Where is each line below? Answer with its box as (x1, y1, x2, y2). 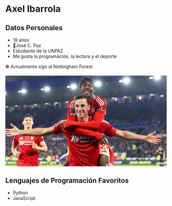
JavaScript (12, 195, 36, 201)
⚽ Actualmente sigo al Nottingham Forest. (5, 63, 94, 70)
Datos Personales (5, 24, 63, 32)
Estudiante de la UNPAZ (12, 48, 63, 54)
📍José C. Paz (12, 42, 41, 49)
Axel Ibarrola (5, 3, 61, 15)
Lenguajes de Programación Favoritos (5, 176, 129, 185)
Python (12, 190, 28, 196)
